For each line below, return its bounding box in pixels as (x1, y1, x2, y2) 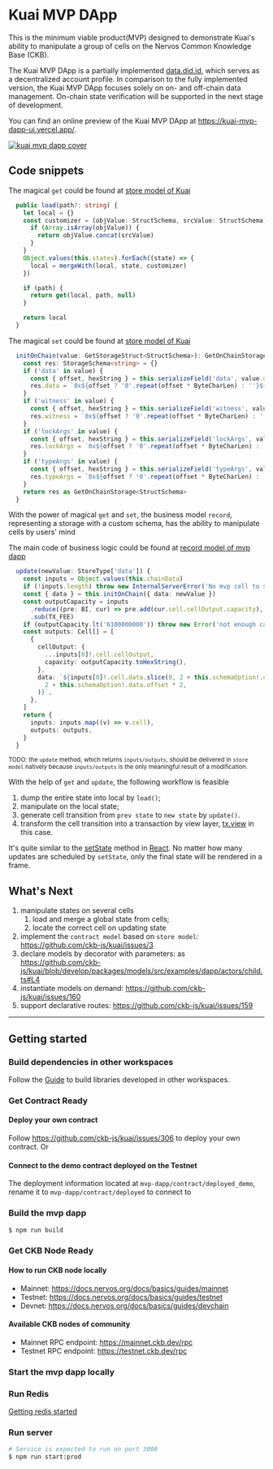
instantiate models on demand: (19, 984, 124, 993)
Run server (8, 1427, 53, 1438)
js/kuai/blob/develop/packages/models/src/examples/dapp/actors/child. (19, 966, 263, 976)
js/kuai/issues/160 (19, 992, 81, 1002)
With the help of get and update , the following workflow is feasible (8, 777, 229, 787)
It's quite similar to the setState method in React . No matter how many (8, 843, 243, 853)
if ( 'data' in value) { (23, 367, 104, 375)
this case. (19, 828, 53, 837)
